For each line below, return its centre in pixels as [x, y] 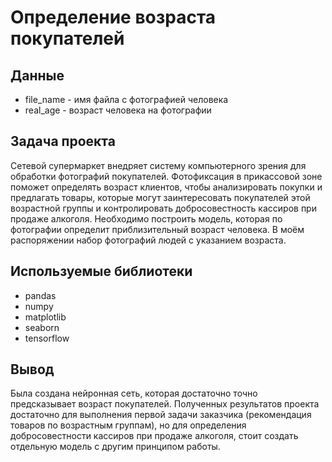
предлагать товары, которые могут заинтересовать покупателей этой [160, 197]
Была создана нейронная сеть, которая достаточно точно [134, 393]
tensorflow [47, 338]
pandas [40, 295]
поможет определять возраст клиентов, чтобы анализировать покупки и [166, 187]
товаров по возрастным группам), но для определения [128, 425]
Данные [37, 75]
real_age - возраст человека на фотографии [118, 110]
